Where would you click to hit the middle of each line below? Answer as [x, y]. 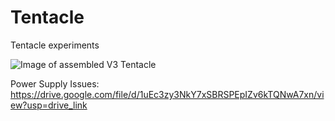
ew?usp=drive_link [49, 105]
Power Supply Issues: [55, 83]
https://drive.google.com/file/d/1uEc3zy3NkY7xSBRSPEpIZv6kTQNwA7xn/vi [167, 94]
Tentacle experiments [55, 45]
